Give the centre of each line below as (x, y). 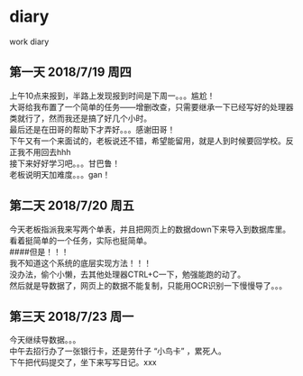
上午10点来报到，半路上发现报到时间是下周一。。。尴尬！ (112, 96)
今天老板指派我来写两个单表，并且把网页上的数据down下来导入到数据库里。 (150, 229)
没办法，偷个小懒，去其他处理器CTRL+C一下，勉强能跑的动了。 (128, 274)
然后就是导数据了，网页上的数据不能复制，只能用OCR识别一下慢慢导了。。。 (148, 285)
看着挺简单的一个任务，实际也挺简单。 (80, 240)
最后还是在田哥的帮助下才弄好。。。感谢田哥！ (92, 129)
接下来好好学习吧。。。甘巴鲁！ (64, 163)
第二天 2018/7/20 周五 (72, 206)
